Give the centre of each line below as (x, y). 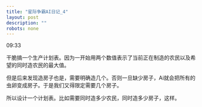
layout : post (23, 17)
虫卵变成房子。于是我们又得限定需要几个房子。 (64, 85)
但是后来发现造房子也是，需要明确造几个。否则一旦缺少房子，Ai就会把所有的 (101, 78)
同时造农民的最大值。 (43, 65)
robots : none (23, 28)
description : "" (26, 23)
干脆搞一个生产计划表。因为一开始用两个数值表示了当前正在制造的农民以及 (98, 58)
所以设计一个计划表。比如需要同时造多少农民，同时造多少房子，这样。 (93, 98)
